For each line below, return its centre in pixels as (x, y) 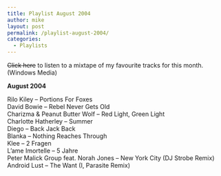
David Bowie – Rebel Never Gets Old (59, 107)
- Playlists (31, 46)
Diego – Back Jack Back (41, 129)
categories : (24, 39)
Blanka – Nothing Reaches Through (57, 136)
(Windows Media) (32, 72)
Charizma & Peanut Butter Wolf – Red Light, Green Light (86, 114)
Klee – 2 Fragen (29, 143)
